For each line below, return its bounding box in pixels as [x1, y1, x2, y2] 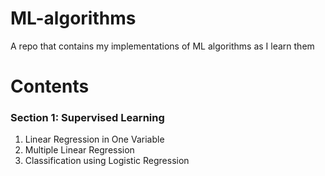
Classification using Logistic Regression [24, 155, 190, 167]
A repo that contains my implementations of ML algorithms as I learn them [10, 40, 315, 52]
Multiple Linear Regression [24, 144, 135, 156]
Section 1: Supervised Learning [10, 111, 165, 125]
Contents [10, 75, 90, 98]
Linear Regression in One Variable [24, 133, 165, 146]
